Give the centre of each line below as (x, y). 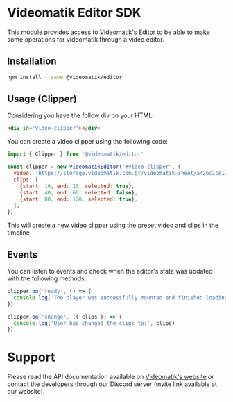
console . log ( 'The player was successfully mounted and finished (108, 298)
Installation (32, 61)
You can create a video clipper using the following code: (88, 142)
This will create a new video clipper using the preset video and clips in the (113, 225)
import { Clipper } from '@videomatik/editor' (76, 154)
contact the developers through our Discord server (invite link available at (112, 384)
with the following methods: (47, 278)
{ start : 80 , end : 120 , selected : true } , (79, 199)
